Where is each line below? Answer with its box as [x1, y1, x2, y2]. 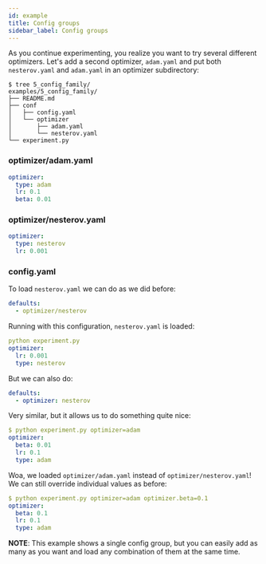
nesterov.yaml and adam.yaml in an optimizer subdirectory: [8, 65, 199, 75]
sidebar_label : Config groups [8, 26, 109, 34]
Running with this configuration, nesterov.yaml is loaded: [8, 321, 195, 331]
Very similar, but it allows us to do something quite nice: [8, 411, 191, 420]
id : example [8, 11, 48, 20]
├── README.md [8, 95, 56, 103]
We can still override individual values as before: [8, 479, 167, 488]
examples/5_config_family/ [8, 88, 98, 96]
